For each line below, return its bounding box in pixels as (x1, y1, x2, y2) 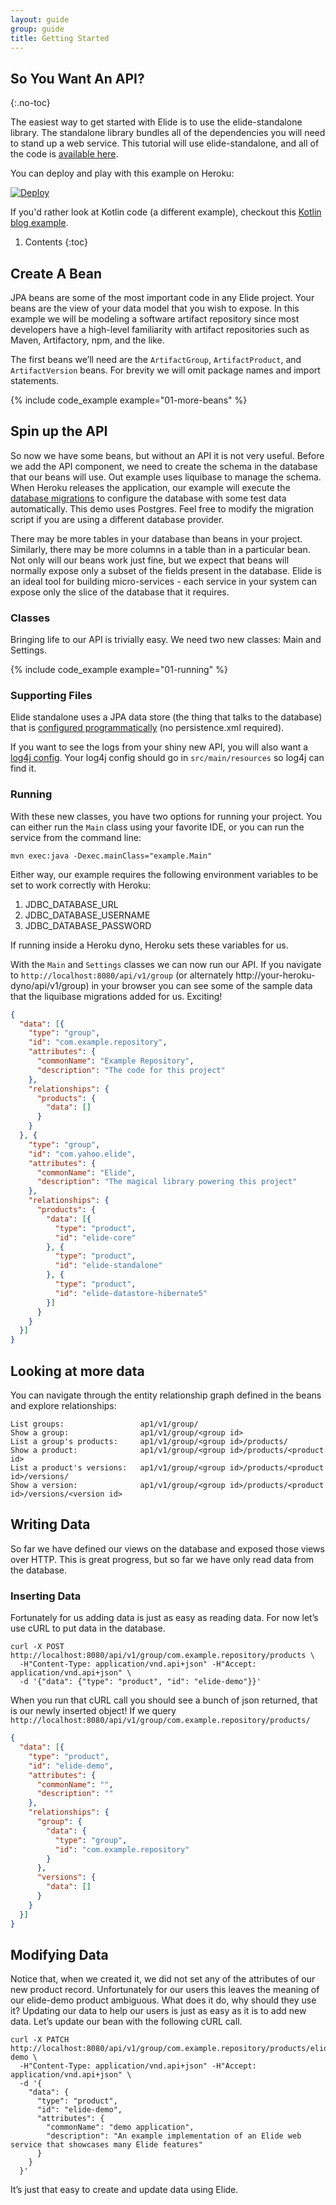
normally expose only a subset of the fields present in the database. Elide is (10, 564, 322, 576)
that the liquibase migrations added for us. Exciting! (10, 990, 223, 1002)
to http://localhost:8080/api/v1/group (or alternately (10, 969, 234, 981)
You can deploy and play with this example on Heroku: (10, 167, 235, 180)
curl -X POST (10, 1642, 65, 1652)
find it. (10, 762, 37, 775)
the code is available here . (10, 148, 119, 160)
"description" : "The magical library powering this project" (36, 1177, 298, 1187)
